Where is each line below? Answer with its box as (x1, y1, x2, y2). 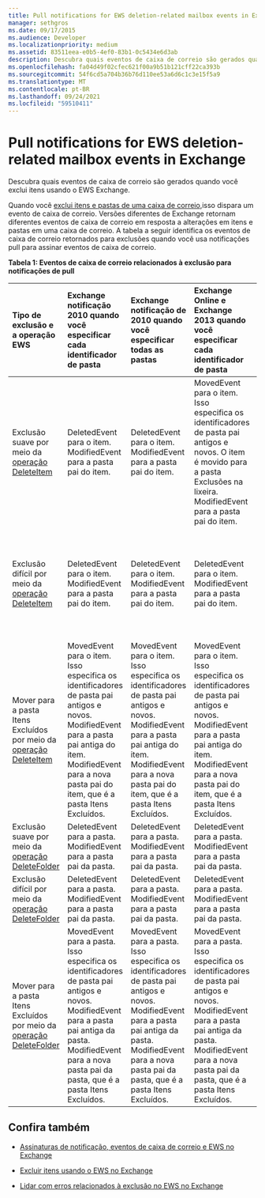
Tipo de (12, 310, 42, 321)
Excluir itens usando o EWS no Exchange (19, 1166, 154, 1175)
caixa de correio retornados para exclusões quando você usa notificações (8, 234, 250, 244)
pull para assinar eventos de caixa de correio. (8, 243, 156, 252)
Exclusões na (194, 476, 244, 487)
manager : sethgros (8, 19, 69, 27)
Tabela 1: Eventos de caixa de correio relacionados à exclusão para (8, 258, 232, 267)
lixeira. (194, 486, 218, 497)
